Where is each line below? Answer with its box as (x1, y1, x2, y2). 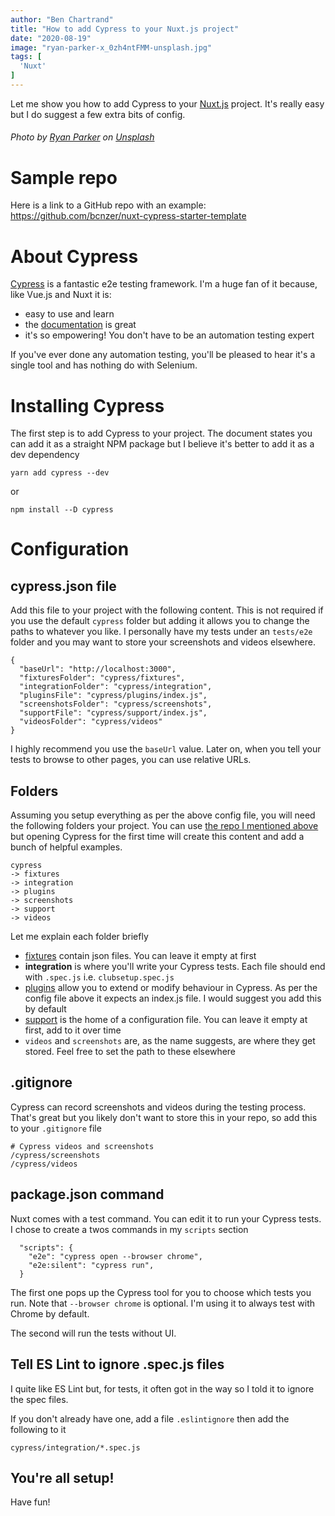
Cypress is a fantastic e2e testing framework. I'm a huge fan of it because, (10, 278, 318, 290)
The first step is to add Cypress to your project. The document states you (10, 427, 313, 440)
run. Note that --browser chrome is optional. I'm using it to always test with (10, 1297, 316, 1309)
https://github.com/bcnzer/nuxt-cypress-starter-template (10, 210, 247, 222)
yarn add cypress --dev (10, 468, 110, 478)
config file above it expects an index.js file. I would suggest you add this (24, 992, 322, 1005)
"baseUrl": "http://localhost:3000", (19, 664, 177, 675)
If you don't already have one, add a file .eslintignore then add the (10, 1412, 290, 1425)
